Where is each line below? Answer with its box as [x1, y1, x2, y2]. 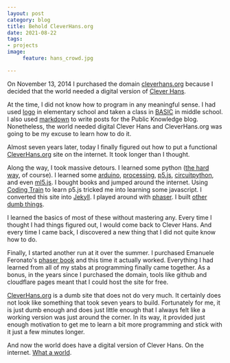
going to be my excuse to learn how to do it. [7, 129, 132, 137]
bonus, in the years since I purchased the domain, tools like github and [7, 270, 207, 278]
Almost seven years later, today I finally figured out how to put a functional [7, 142, 218, 151]
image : [7, 49, 26, 56]
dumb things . [7, 200, 45, 208]
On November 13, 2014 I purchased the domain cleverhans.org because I [7, 80, 214, 88]
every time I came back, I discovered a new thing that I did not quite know [7, 228, 216, 236]
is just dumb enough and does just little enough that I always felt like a [7, 305, 206, 313]
